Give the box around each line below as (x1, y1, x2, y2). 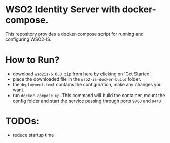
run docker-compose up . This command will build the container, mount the (12, 92, 165, 98)
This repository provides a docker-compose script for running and (5, 31, 144, 37)
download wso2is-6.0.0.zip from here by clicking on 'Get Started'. (12, 71, 152, 77)
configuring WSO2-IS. (5, 36, 52, 42)
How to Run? (5, 54, 60, 66)
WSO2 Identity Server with (5, 4, 120, 15)
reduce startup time (12, 132, 54, 138)
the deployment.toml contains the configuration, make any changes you (12, 81, 162, 87)
